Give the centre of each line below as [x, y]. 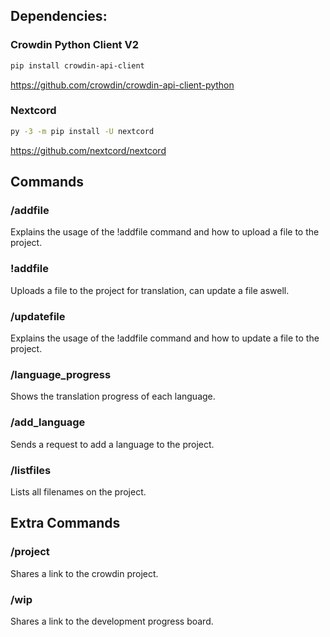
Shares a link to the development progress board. [112, 621]
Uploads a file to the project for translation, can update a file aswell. [150, 290]
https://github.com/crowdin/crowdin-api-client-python [122, 85]
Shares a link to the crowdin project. [84, 573]
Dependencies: [59, 16]
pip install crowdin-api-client [77, 65]
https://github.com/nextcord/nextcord [88, 150]
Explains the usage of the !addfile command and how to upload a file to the [165, 232]
